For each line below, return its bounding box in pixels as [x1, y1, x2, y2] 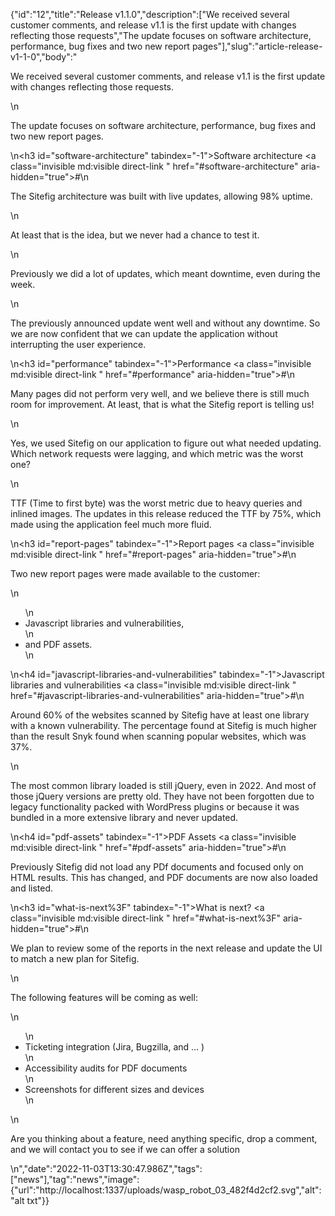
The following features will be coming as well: [10, 992, 198, 1003]
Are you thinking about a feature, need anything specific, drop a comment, [10, 1133, 318, 1144]
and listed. [10, 882, 54, 894]
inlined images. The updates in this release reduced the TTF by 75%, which [10, 508, 322, 519]
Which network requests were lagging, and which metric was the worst [10, 448, 304, 459]
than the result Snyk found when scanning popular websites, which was [10, 730, 307, 742]
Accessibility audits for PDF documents [24, 1062, 188, 1074]
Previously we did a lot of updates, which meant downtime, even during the [10, 268, 321, 279]
